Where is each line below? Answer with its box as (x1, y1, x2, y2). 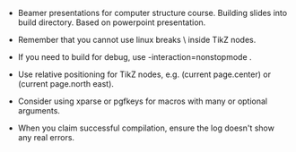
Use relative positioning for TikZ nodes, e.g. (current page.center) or (17, 69, 272, 80)
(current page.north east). (17, 79, 115, 89)
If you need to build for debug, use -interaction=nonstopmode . (17, 52, 253, 62)
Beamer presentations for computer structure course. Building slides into (17, 8, 288, 18)
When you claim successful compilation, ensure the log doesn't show (17, 122, 275, 133)
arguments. (17, 106, 61, 115)
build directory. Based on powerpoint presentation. (17, 17, 206, 28)
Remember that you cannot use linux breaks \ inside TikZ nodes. (17, 35, 257, 45)
